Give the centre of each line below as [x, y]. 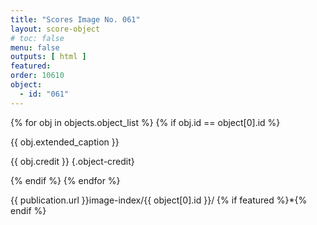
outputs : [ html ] [48, 57]
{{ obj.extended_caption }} [65, 142]
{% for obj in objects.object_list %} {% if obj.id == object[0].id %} [145, 122]
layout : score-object [55, 29]
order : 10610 [37, 76]
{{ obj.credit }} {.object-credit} [72, 161]
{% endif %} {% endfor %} [65, 180]
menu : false [35, 47]
